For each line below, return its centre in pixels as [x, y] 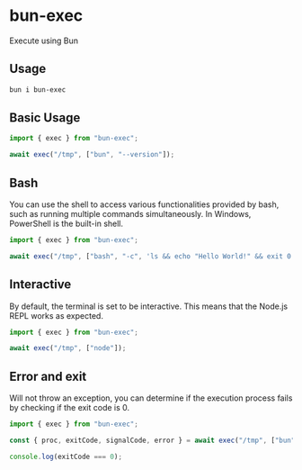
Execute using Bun [44, 41]
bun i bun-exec [38, 90]
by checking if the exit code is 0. [70, 408]
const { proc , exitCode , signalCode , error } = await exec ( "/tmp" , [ [142, 440]
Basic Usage [45, 118]
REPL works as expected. [56, 315]
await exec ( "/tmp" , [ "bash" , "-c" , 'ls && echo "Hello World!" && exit [146, 256]
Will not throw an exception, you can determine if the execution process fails [151, 398]
